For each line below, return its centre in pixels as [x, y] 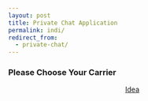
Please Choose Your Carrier [62, 73]
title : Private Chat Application [63, 23]
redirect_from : [33, 37]
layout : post [30, 15]
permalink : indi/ [37, 30]
